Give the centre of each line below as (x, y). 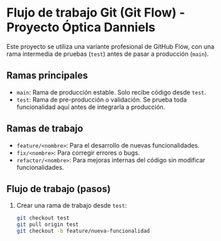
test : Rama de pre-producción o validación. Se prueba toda (102, 99)
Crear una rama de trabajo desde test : (71, 206)
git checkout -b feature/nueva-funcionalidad (83, 231)
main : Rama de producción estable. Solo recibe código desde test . (111, 92)
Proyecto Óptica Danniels (81, 27)
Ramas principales (47, 76)
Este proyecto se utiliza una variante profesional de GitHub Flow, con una (110, 46)
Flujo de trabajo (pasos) (59, 189)
